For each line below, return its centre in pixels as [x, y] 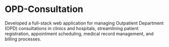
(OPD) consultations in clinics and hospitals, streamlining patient [72, 28]
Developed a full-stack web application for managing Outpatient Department [84, 23]
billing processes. [23, 39]
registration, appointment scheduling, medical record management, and [79, 33]
